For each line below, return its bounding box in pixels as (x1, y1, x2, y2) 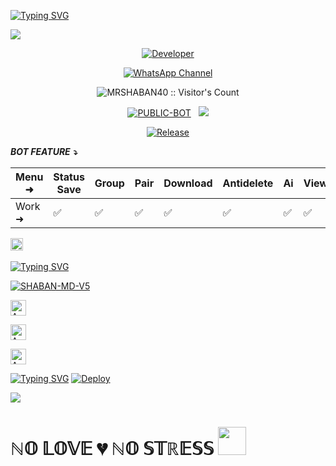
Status (53, 170, 85, 184)
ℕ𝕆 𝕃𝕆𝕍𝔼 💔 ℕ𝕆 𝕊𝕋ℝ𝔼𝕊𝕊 (10, 438, 215, 460)
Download (163, 176, 213, 190)
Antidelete (222, 176, 274, 190)
